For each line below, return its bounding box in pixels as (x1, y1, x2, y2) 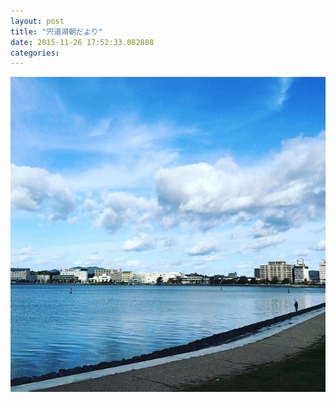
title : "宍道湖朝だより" (10, 26, 103, 37)
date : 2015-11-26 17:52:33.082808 (10, 37, 155, 47)
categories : (10, 48, 60, 58)
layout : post (10, 16, 65, 26)
